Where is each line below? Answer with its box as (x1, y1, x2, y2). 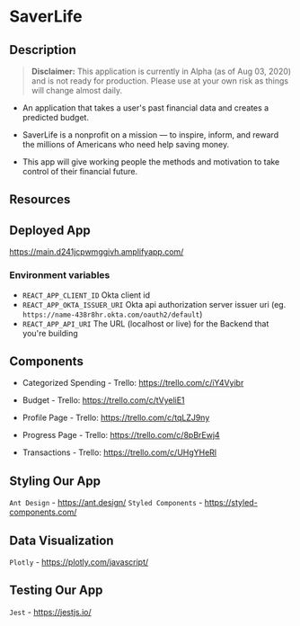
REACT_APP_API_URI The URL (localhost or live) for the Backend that (22, 317, 269, 329)
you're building (22, 327, 78, 338)
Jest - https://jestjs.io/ (9, 606, 92, 617)
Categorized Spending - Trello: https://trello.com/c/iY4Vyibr (22, 378, 244, 389)
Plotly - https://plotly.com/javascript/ (9, 556, 149, 568)
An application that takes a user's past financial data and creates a (22, 103, 269, 113)
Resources (9, 192, 71, 208)
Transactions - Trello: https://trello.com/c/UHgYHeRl (22, 447, 217, 458)
